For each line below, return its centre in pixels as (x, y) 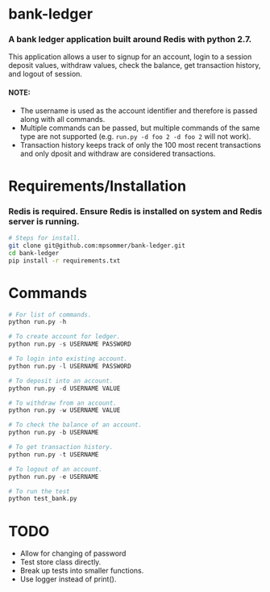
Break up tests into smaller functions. (82, 571)
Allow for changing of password (73, 553)
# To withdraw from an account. (62, 403)
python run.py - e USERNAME (54, 477)
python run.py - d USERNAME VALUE (64, 388)
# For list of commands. (50, 315)
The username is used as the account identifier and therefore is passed (139, 111)
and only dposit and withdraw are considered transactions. (118, 153)
